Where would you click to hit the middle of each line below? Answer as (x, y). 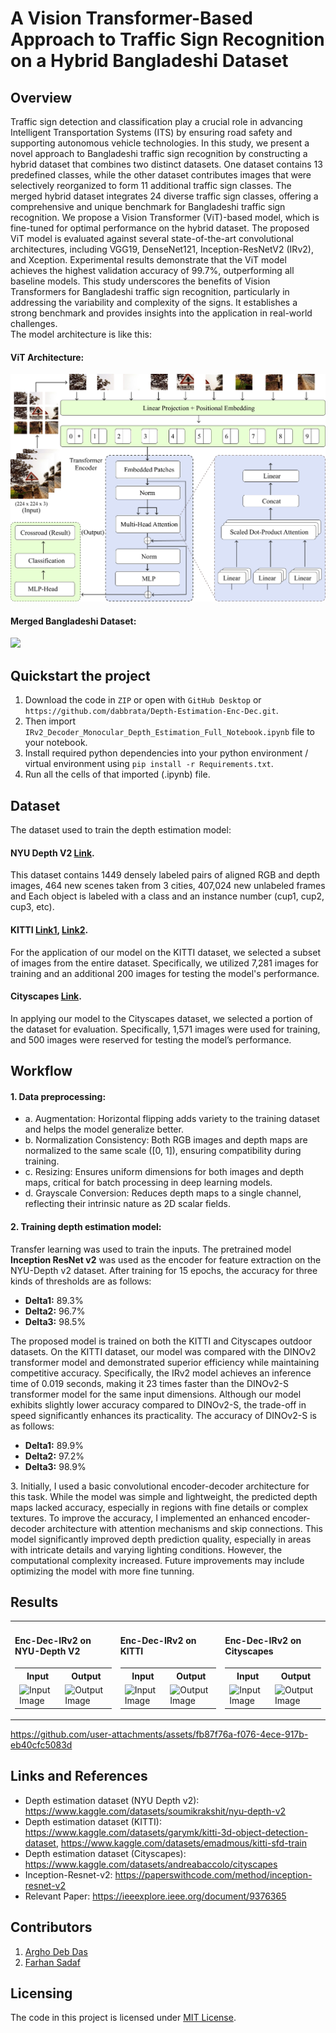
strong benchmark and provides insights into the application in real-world (161, 313)
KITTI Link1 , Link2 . (49, 929)
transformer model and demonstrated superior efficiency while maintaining (165, 1362)
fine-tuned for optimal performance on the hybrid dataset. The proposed (160, 228)
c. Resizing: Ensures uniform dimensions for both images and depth (164, 1172)
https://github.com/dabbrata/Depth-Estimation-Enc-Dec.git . (151, 711)
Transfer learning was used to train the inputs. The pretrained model (151, 1249)
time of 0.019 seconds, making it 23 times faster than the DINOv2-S (149, 1383)
